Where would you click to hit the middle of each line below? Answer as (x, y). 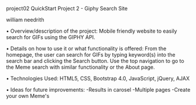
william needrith (25, 20)
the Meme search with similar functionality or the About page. (80, 67)
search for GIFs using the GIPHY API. (51, 37)
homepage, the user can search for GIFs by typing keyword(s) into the (91, 55)
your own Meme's (28, 96)
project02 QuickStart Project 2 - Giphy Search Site (67, 8)
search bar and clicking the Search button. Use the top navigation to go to (95, 61)
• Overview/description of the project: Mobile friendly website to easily (92, 31)
